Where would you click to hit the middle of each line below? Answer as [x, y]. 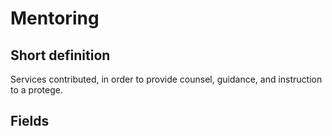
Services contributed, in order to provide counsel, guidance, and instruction [166, 79]
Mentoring [55, 18]
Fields [30, 121]
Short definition [60, 55]
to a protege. [36, 90]
